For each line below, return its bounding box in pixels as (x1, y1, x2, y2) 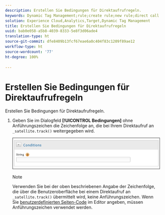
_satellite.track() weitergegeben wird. (12, 128, 95, 134)
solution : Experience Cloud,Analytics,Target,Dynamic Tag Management (5, 18, 151, 23)
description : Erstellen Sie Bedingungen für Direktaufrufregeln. (5, 8, 141, 13)
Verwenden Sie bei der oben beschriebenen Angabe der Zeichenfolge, (12, 184, 156, 189)
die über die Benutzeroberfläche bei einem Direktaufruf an (12, 189, 131, 195)
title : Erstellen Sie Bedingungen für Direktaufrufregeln (5, 24, 126, 28)
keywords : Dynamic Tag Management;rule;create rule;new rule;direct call (5, 13, 160, 18)
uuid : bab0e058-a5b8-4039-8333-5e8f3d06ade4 (5, 28, 98, 34)
